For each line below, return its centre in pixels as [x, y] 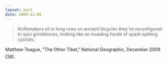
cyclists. [26, 39]
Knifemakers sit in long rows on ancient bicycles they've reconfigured [90, 28]
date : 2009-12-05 [23, 14]
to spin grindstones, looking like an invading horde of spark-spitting [88, 34]
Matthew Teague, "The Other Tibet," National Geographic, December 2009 [83, 49]
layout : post [19, 10]
